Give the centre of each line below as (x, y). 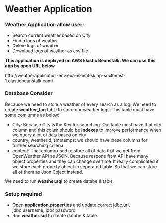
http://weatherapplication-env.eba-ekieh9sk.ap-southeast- (65, 76)
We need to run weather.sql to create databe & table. (60, 181)
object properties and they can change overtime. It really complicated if (85, 161)
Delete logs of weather (36, 46)
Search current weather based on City (51, 35)
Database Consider (29, 93)
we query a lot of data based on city (49, 135)
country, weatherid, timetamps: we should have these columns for (80, 140)
